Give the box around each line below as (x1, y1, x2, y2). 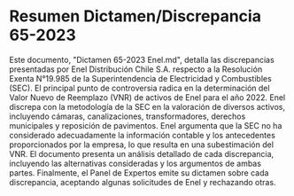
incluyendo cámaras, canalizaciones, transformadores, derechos (9, 111, 246, 122)
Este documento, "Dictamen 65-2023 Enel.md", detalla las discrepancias (9, 54, 275, 65)
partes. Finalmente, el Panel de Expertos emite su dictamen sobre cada (9, 167, 269, 178)
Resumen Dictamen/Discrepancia (9, 6, 261, 27)
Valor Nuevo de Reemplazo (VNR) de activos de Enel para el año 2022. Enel (9, 91, 286, 103)
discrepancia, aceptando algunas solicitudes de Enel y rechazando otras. (9, 176, 276, 187)
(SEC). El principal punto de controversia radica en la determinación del (9, 82, 270, 93)
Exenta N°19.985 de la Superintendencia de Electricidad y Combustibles (9, 73, 272, 83)
